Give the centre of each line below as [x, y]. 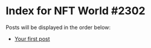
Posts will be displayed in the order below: [58, 27]
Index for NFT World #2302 [75, 11]
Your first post [32, 39]
